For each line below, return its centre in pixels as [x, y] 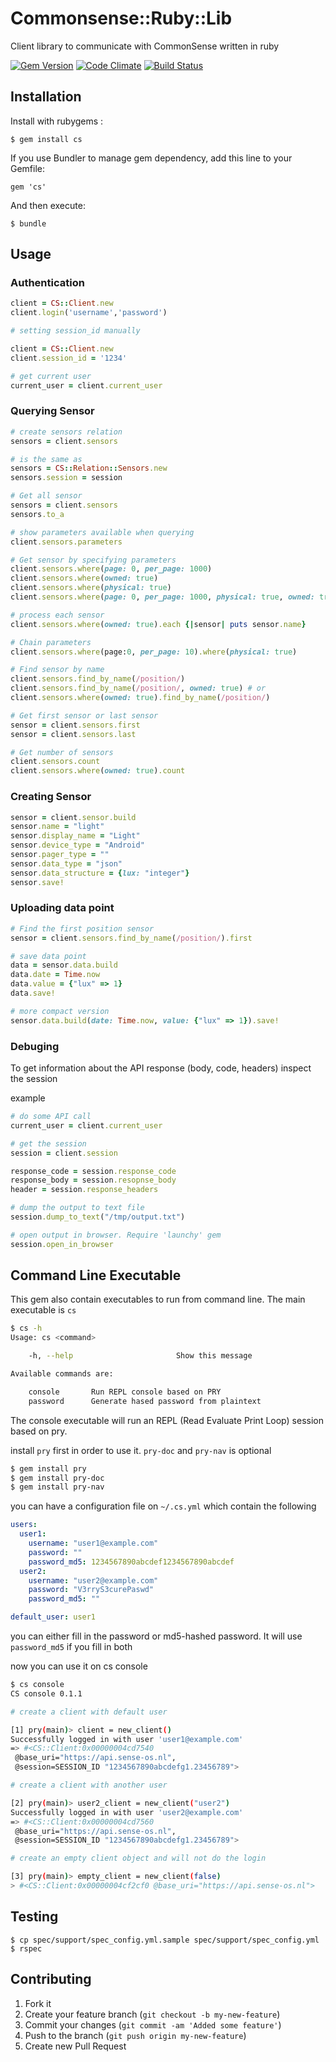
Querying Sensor [52, 411]
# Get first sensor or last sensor [84, 715]
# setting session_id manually [75, 331]
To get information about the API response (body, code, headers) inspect [161, 1068]
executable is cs [43, 1310]
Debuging [35, 1046]
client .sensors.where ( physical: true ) [91, 588]
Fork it [38, 2003]
